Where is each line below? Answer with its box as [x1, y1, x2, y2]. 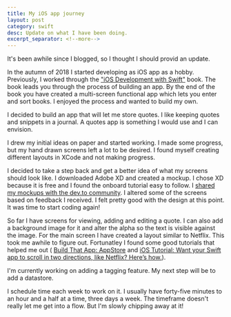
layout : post [7, 17, 45, 23]
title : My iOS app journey [7, 10, 85, 17]
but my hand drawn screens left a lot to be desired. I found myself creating [7, 146, 219, 154]
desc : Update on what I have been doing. [7, 29, 128, 37]
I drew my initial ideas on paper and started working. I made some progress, [7, 139, 223, 147]
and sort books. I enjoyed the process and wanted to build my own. [7, 97, 199, 105]
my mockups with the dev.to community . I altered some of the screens [7, 189, 207, 197]
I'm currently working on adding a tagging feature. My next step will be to [7, 267, 216, 275]
